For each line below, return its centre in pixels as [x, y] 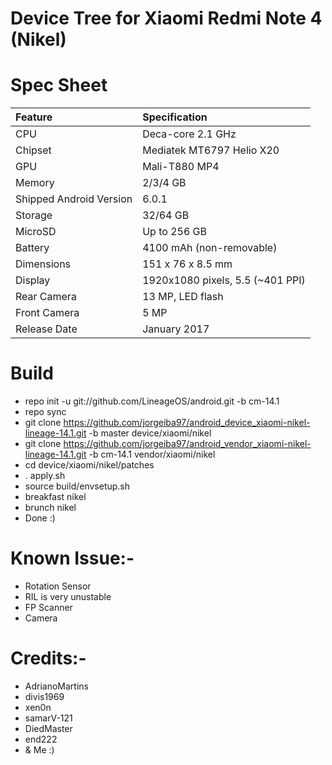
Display [33, 280]
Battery [32, 248]
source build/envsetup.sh [77, 486]
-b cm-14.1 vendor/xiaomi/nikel [152, 454]
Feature [34, 117]
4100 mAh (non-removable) [210, 248]
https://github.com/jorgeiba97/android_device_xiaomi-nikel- [187, 423]
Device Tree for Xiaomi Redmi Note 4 [166, 18]
